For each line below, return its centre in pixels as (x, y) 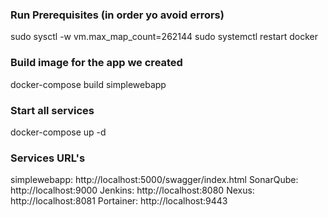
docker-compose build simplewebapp (88, 84)
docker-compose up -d (58, 132)
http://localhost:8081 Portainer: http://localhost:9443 (119, 201)
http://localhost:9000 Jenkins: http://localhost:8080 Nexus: (132, 190)
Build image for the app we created (96, 63)
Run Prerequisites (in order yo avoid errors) (117, 15)
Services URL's (48, 158)
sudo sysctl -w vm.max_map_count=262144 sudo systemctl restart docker (164, 37)
